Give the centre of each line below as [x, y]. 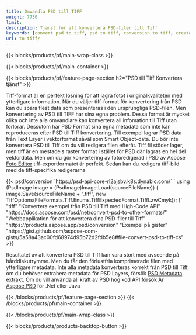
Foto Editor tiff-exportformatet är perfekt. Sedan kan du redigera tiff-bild [93, 164]
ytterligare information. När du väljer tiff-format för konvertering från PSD [94, 102]
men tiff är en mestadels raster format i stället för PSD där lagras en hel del [96, 151]
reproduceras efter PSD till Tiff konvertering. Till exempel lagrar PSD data [94, 133]
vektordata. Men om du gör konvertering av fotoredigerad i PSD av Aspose [96, 158]
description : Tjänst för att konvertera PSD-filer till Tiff [82, 28]
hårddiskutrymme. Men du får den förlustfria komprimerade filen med [90, 261]
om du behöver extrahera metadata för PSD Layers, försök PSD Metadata [94, 273]
